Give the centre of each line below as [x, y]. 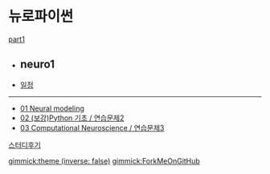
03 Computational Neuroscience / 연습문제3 [92, 127]
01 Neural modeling [52, 108]
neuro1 [37, 65]
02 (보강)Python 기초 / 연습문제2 [72, 118]
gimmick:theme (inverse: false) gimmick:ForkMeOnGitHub [104, 160]
